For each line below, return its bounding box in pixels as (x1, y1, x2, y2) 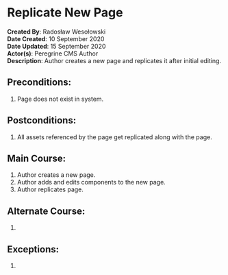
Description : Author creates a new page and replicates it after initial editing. (7, 56, 221, 64)
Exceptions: (7, 243, 60, 255)
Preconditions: (7, 77, 72, 88)
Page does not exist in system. (16, 95, 104, 103)
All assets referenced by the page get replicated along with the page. (16, 132, 212, 141)
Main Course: (7, 152, 66, 164)
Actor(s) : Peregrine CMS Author (7, 49, 99, 58)
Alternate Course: (7, 205, 86, 217)
